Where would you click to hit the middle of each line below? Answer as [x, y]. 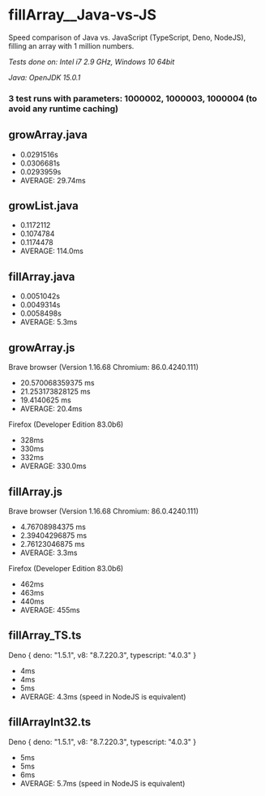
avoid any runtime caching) [64, 109]
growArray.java [48, 135]
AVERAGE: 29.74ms [53, 180]
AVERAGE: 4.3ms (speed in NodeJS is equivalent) [103, 696]
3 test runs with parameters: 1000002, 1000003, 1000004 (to [133, 98]
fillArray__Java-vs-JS [82, 15]
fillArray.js [36, 491]
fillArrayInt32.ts [50, 723]
